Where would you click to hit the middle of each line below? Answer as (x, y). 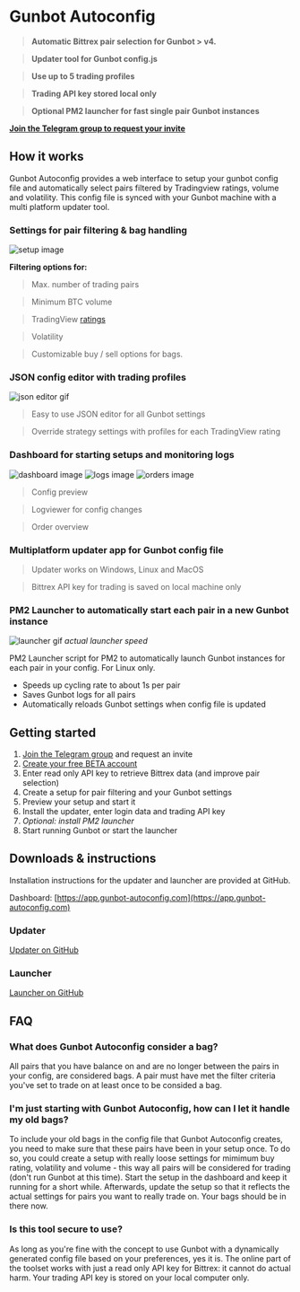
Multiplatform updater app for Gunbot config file (116, 549)
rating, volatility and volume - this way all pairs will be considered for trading (150, 1168)
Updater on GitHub (44, 950)
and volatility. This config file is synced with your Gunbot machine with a (143, 197)
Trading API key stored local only (94, 93)
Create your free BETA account (80, 764)
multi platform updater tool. (60, 207)
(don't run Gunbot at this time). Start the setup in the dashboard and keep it (148, 1177)
